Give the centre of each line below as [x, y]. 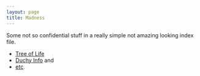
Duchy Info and [34, 60]
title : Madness [26, 18]
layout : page [23, 12]
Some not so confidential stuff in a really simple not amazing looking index [100, 35]
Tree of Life [30, 53]
